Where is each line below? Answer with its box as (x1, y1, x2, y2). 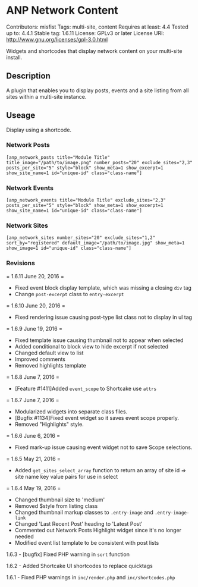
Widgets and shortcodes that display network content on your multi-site (6, 47, 183, 54)
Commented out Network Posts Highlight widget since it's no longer (14, 526, 182, 533)
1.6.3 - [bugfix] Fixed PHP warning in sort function (6, 551, 130, 558)
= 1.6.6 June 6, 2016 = (6, 432, 61, 439)
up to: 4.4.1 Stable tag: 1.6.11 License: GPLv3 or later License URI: (6, 29, 165, 36)
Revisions (6, 259, 36, 268)
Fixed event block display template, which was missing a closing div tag (14, 284, 192, 291)
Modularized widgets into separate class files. (14, 408, 128, 415)
